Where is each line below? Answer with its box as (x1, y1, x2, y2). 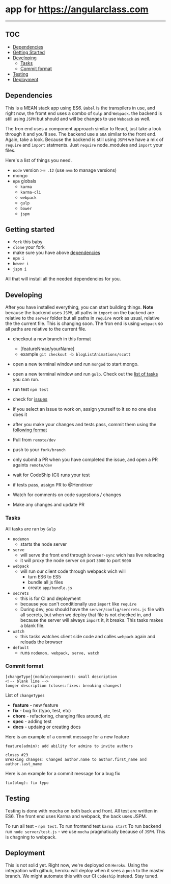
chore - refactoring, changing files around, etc (12, 713, 110, 719)
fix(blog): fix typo (5, 780, 49, 785)
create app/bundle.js (27, 585, 73, 591)
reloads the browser (20, 639, 63, 645)
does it (12, 411, 27, 417)
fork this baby (12, 239, 43, 245)
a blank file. (20, 622, 45, 629)
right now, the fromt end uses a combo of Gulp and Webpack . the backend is (5, 110, 162, 116)
